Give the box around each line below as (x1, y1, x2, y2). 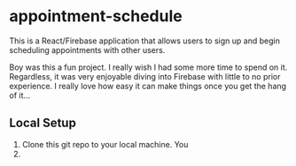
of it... (9, 90, 31, 101)
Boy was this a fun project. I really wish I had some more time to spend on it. (9, 62, 288, 72)
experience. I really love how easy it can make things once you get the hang (9, 80, 286, 91)
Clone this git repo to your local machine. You (21, 139, 189, 149)
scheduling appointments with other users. (9, 44, 166, 55)
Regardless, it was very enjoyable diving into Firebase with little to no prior (9, 71, 281, 81)
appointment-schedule (9, 6, 183, 26)
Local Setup (9, 116, 77, 131)
